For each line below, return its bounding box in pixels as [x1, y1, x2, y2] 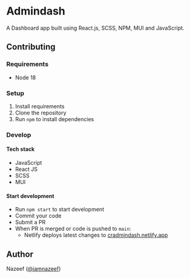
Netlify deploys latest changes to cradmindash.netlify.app [24, 231, 168, 239]
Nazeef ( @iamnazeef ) [6, 265, 61, 273]
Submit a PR [15, 219, 46, 226]
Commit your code [15, 212, 62, 219]
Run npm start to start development [15, 206, 105, 213]
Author [6, 249, 33, 259]
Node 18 [15, 74, 36, 81]
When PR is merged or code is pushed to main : [15, 225, 131, 233]
